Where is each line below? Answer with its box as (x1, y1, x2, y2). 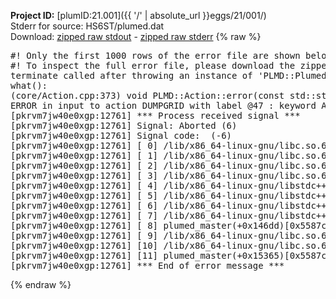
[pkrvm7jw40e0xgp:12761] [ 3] (10, 170, 159, 181)
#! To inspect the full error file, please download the (10, 60, 296, 71)
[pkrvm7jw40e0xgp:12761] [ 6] (10, 200, 159, 211)
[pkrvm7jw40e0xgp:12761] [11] (10, 250, 159, 261)
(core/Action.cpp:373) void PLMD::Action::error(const (10, 90, 285, 101)
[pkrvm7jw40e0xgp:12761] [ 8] (10, 220, 159, 231)
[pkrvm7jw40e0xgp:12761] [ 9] (10, 230, 159, 241)
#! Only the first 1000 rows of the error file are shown (10, 50, 301, 61)
